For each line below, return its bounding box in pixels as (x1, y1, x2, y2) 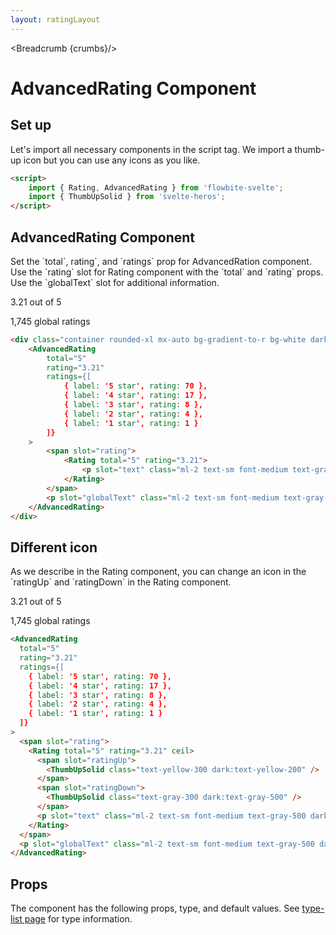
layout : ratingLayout (10, 14, 101, 25)
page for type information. (24, 913, 133, 925)
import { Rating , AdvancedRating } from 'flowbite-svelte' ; (28, 182, 284, 193)
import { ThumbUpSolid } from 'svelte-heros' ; (28, 192, 226, 202)
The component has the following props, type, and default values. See (10, 902, 300, 915)
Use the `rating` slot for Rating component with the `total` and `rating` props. (10, 266, 324, 278)
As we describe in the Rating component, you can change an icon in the (10, 566, 307, 578)
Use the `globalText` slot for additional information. (10, 276, 220, 288)
